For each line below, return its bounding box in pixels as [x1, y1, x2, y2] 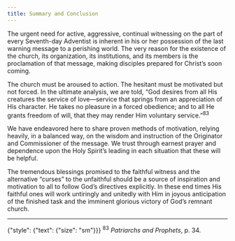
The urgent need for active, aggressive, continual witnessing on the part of [7, 29, 223, 38]
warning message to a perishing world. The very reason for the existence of [7, 44, 226, 52]
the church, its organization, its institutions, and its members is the [7, 52, 199, 60]
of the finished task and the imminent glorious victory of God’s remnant [7, 197, 213, 206]
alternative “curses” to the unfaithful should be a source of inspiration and [7, 175, 220, 184]
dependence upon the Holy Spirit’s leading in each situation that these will [7, 147, 221, 155]
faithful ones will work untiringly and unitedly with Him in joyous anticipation [7, 190, 226, 198]
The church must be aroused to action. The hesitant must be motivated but [7, 80, 224, 88]
